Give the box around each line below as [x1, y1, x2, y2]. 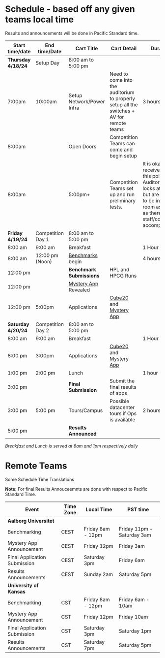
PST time [127, 506, 149, 513]
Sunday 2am [83, 571, 113, 578]
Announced [68, 430, 97, 437]
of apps [110, 390, 128, 397]
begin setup [110, 152, 137, 159]
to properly [110, 95, 135, 102]
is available [110, 416, 136, 423]
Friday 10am [118, 613, 148, 620]
